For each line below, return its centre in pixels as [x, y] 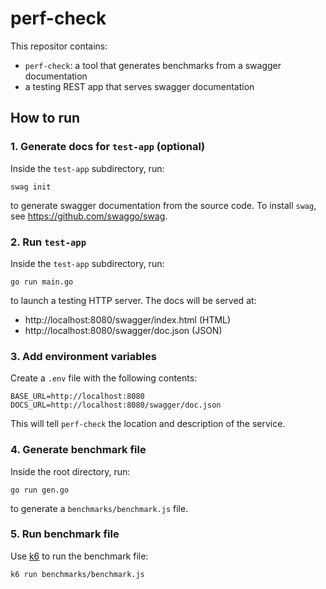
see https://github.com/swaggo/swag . [89, 216]
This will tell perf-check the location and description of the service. [148, 424]
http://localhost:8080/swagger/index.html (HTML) [128, 319]
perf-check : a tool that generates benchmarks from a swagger [153, 65]
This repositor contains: [59, 46]
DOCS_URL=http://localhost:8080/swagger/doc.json [116, 405]
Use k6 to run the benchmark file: [79, 556]
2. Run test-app [48, 242]
